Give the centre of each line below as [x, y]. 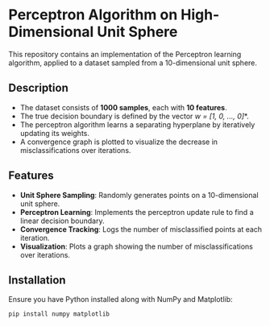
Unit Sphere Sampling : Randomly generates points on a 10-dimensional [139, 195]
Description [38, 88]
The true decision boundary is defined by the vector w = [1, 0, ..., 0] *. [134, 116]
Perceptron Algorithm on [93, 15]
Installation [37, 280]
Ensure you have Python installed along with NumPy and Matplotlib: [120, 299]
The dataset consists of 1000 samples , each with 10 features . [123, 107]
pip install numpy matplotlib [59, 314]
